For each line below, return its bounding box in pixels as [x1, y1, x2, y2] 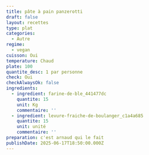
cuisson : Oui [6, 52, 38, 58]
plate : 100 [6, 63, 33, 70]
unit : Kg [16, 101, 38, 108]
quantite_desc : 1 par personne [6, 69, 83, 75]
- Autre [11, 36, 31, 42]
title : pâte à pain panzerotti [6, 8, 83, 15]
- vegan [11, 47, 31, 53]
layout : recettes [6, 19, 49, 25]
